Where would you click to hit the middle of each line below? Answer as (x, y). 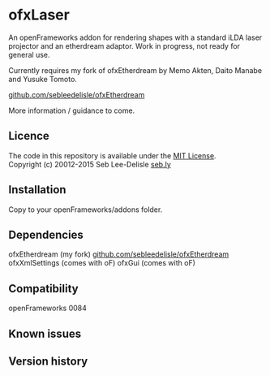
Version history (48, 361)
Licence (29, 136)
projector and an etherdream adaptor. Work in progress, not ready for (124, 45)
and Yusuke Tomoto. (43, 79)
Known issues (45, 333)
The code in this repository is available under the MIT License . (112, 155)
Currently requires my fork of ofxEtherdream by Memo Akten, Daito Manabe (135, 70)
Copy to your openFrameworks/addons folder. (86, 210)
